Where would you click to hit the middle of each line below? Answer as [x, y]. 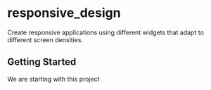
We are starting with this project [53, 79]
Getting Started [42, 62]
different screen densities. [45, 39]
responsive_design [64, 13]
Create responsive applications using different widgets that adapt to [105, 32]
